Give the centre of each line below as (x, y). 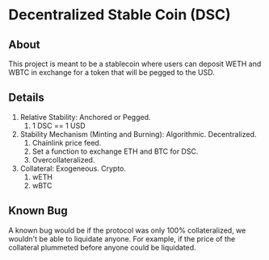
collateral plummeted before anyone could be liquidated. (102, 247)
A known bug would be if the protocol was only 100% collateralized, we (127, 230)
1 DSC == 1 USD (59, 126)
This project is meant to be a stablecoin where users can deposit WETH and (135, 64)
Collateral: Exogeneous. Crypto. (73, 168)
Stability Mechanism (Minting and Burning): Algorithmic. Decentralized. (138, 134)
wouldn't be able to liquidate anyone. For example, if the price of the (122, 238)
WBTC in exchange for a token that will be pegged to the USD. (112, 72)
